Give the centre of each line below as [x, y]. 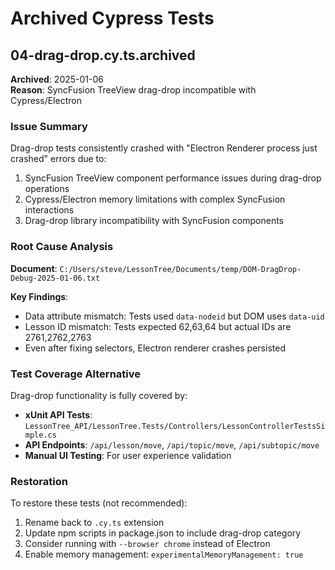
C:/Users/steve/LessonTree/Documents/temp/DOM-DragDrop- [180, 269]
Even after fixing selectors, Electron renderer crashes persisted [155, 348]
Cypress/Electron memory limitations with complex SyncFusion [155, 199]
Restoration [39, 481]
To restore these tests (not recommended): [99, 503]
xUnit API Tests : [58, 414]
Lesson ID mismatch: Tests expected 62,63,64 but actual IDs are [158, 326]
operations [47, 189]
